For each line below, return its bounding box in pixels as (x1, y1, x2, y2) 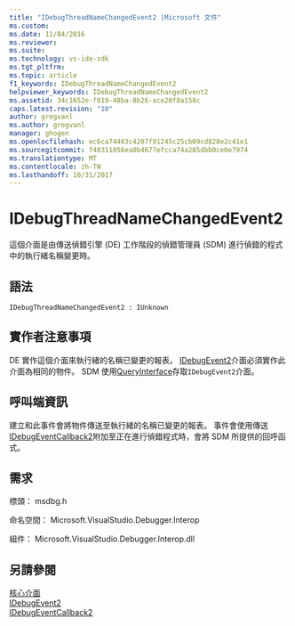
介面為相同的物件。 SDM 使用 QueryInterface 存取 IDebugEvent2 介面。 (9, 366, 259, 377)
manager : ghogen (9, 129, 69, 138)
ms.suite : (9, 46, 46, 55)
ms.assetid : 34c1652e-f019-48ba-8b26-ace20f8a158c (9, 95, 201, 105)
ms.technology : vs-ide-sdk (9, 54, 109, 63)
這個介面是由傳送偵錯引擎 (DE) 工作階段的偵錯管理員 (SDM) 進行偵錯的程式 (9, 240, 283, 250)
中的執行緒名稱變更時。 (9, 250, 95, 261)
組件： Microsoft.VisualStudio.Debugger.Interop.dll (9, 533, 195, 544)
